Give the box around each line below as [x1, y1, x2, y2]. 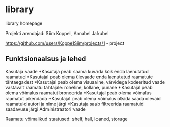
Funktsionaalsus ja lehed [5, 55, 86, 63]
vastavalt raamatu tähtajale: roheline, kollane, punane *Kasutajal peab [5, 84, 153, 90]
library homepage [5, 20, 43, 26]
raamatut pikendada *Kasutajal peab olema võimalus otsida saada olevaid [5, 95, 161, 101]
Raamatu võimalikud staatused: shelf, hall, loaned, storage [5, 116, 128, 122]
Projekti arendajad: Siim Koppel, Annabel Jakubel [5, 30, 109, 36]
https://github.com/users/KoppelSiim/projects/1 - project [5, 40, 125, 46]
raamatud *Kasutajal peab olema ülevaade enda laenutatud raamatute [5, 74, 153, 80]
